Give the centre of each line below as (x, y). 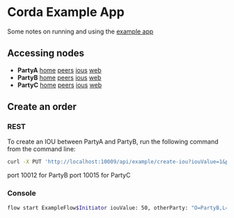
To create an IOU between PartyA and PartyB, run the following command (113, 142)
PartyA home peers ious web (59, 70)
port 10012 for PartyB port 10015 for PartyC (69, 176)
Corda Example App (66, 12)
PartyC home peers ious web (60, 85)
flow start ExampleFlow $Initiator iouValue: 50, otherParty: (98, 208)
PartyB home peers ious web (59, 77)
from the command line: (41, 149)
